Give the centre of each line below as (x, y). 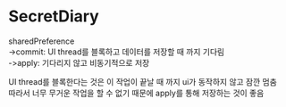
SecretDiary (54, 16)
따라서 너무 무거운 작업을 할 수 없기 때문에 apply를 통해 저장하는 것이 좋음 (136, 93)
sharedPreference (42, 41)
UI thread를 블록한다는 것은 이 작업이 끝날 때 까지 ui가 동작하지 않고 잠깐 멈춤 (143, 81)
